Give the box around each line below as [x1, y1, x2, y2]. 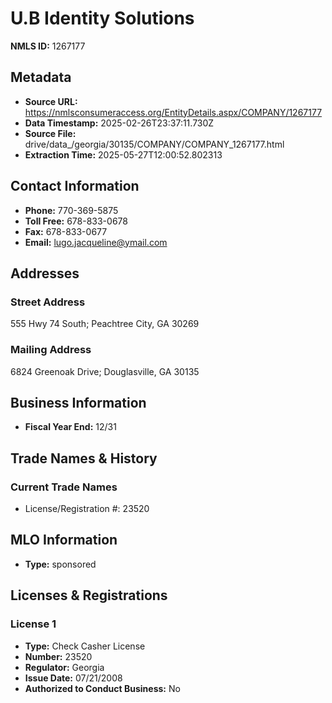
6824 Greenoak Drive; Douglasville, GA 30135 [10, 365, 200, 377]
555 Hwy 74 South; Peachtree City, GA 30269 [10, 318, 200, 330]
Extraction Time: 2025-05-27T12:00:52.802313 [24, 148, 223, 161]
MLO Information [10, 532, 118, 549]
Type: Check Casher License [24, 640, 146, 652]
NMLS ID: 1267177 [10, 40, 86, 52]
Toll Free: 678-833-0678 [24, 215, 128, 227]
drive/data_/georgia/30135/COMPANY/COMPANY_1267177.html [24, 138, 285, 150]
